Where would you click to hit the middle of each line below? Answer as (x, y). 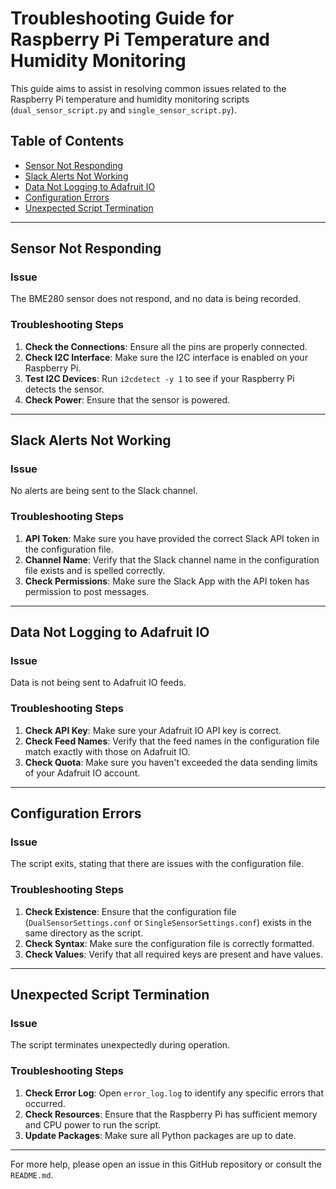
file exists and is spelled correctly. (95, 570)
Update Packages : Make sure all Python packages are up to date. (160, 1135)
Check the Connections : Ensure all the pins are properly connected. (166, 346)
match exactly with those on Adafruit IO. (107, 751)
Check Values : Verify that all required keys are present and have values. (173, 954)
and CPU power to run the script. (93, 1124)
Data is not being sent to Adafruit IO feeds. (98, 683)
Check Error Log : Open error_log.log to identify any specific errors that (174, 1093)
